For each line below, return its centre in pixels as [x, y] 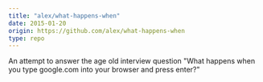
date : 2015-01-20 [37, 23]
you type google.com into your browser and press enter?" [104, 70]
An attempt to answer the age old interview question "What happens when [132, 61]
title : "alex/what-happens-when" [64, 16]
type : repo [27, 38]
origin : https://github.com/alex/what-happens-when [97, 31]
